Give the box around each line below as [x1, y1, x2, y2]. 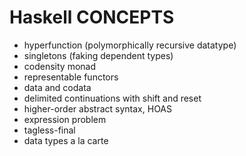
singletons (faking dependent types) [23, 49, 174, 61]
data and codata [23, 81, 92, 93]
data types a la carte [23, 134, 109, 146]
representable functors [23, 71, 119, 83]
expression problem [23, 113, 107, 125]
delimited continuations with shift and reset [23, 92, 202, 104]
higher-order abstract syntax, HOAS [23, 102, 172, 115]
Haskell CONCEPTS [9, 6, 175, 29]
